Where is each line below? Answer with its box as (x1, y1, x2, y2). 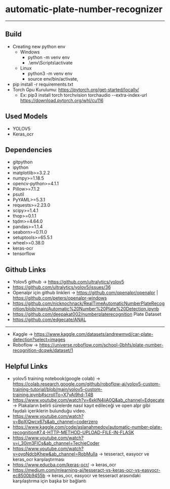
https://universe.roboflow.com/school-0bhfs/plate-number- (39, 342, 163, 348)
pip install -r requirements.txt (12, 81, 73, 87)
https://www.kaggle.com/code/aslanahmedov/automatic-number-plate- (12, 424, 163, 430)
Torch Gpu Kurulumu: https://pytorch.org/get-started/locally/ (12, 86, 139, 92)
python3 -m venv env (27, 70, 73, 77)
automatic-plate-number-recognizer (5, 4, 163, 15)
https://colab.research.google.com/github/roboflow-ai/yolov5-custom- (12, 381, 161, 387)
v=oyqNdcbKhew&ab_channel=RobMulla (12, 451, 98, 457)
